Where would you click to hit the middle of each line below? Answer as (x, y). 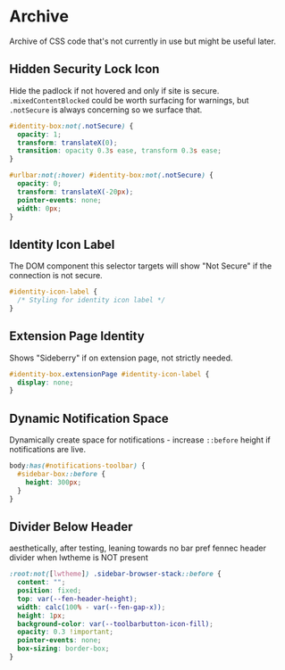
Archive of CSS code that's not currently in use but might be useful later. (143, 41)
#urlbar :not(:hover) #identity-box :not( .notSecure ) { (112, 176)
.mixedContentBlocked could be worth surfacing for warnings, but (129, 100)
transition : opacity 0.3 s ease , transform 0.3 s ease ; (119, 151)
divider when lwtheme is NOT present (79, 558)
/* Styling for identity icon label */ (92, 301)
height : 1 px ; (42, 616)
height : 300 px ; (54, 482)
